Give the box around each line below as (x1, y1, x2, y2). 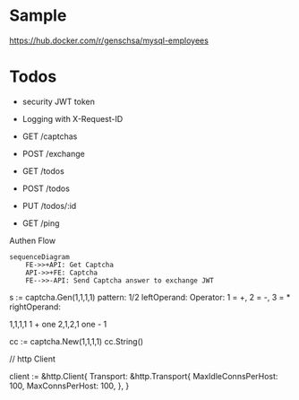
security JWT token (21, 96, 96, 107)
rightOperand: (9, 301, 61, 312)
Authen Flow (9, 235, 56, 246)
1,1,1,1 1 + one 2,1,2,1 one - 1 (9, 318, 107, 329)
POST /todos (21, 183, 70, 194)
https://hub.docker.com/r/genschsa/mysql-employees (9, 35, 209, 46)
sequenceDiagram (9, 252, 70, 261)
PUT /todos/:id (21, 200, 77, 211)
